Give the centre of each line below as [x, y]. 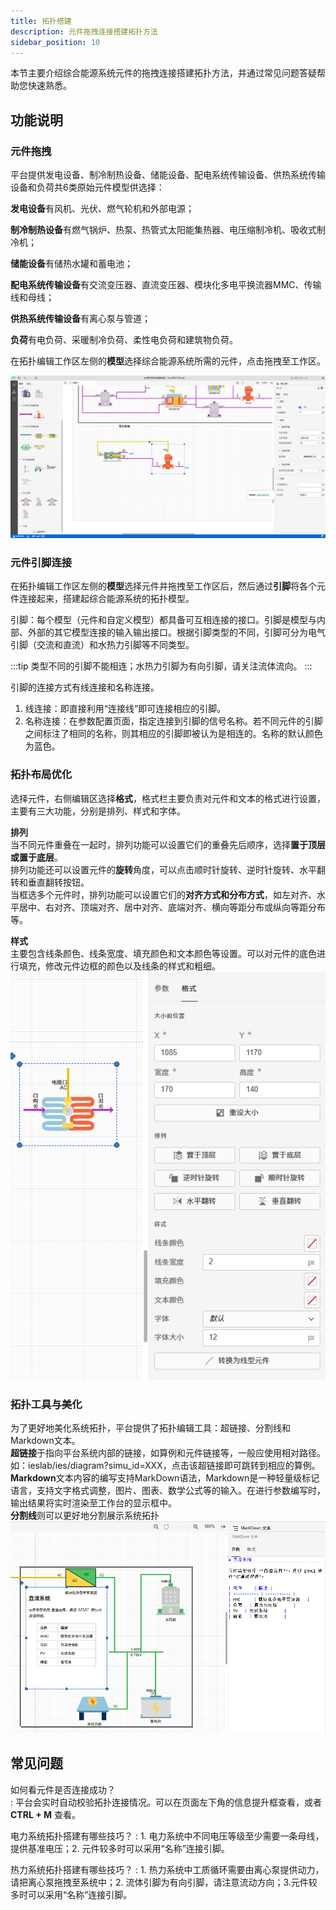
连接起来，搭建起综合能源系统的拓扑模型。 [106, 599]
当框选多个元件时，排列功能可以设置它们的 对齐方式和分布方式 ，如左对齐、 [163, 894]
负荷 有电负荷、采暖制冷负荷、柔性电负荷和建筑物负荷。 [124, 340]
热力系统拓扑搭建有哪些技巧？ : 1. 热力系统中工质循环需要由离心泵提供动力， [167, 1869]
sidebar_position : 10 [55, 42]
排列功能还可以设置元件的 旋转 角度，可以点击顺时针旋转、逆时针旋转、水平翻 [168, 869]
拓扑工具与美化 [46, 1404]
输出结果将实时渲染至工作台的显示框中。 [93, 1502]
